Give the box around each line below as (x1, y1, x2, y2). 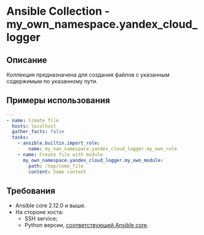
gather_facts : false (12, 129, 65, 135)
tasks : (12, 134, 29, 141)
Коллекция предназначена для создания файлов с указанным (6, 71, 170, 78)
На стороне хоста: (15, 209, 64, 216)
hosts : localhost (12, 123, 57, 129)
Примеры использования (6, 95, 111, 106)
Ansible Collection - (6, 4, 110, 18)
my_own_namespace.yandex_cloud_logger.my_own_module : (22, 157, 164, 163)
